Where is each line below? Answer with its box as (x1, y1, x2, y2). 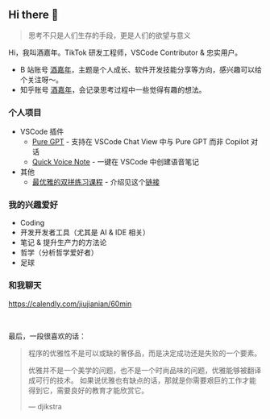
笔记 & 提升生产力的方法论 (19, 238, 107, 247)
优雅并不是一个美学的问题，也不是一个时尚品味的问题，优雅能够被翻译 (27, 365, 262, 375)
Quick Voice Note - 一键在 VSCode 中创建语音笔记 (31, 157, 200, 167)
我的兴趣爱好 (8, 199, 59, 210)
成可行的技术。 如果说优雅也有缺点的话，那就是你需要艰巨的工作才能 (27, 375, 256, 385)
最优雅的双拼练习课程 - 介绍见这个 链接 (31, 177, 160, 187)
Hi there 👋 (8, 8, 59, 22)
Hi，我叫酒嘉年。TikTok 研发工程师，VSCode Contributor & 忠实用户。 (8, 48, 243, 57)
